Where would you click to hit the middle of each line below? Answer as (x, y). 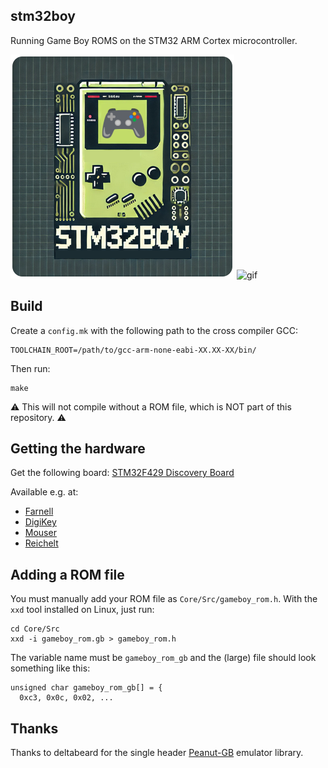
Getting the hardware (78, 449)
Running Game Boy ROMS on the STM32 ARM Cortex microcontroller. (154, 40)
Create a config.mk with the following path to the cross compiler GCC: (154, 330)
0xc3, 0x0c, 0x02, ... (66, 698)
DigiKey (40, 522)
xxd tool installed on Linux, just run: (82, 610)
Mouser (40, 533)
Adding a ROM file (67, 574)
